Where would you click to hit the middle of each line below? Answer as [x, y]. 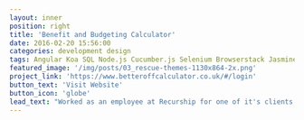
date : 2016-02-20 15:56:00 [60, 43]
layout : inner [36, 18]
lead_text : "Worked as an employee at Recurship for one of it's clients [152, 102]
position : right [40, 26]
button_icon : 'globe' [50, 93]
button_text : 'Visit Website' [66, 85]
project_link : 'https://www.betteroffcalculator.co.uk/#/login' [133, 77]
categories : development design [70, 51]
